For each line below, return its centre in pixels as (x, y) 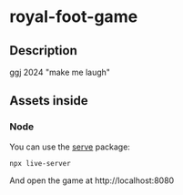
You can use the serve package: (70, 147)
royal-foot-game (74, 17)
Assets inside (49, 101)
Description (43, 51)
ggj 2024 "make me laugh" (60, 72)
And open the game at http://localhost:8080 (92, 180)
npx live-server (40, 163)
